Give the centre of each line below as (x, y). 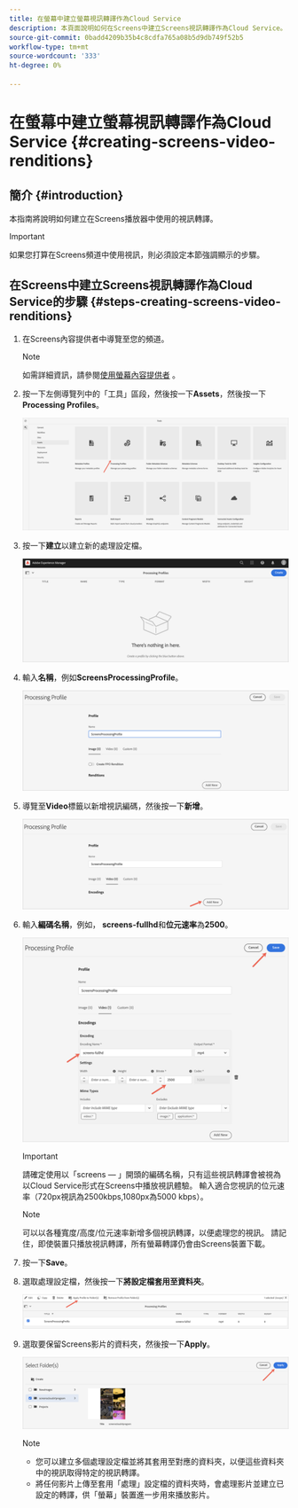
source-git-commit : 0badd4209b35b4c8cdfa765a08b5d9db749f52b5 (126, 37)
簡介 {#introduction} (67, 195)
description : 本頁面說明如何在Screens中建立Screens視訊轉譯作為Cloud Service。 (148, 28)
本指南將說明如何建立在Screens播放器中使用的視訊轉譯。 (114, 218)
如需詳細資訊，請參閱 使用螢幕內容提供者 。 (101, 375)
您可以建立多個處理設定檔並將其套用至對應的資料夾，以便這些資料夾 (160, 1461)
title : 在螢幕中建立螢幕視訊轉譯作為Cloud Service (95, 19)
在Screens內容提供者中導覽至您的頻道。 (95, 339)
